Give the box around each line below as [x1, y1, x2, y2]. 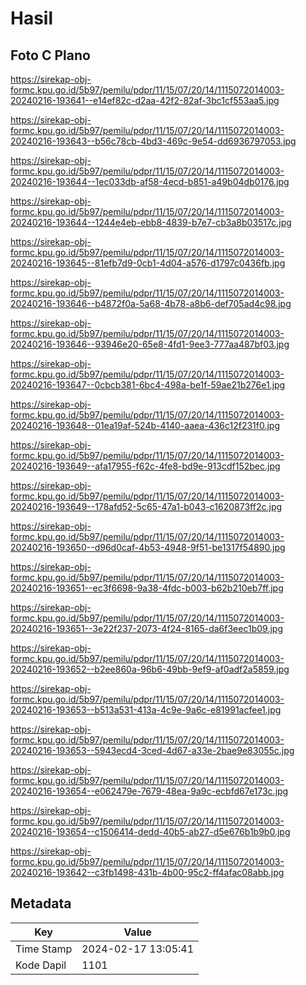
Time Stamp [15, 942, 73, 956]
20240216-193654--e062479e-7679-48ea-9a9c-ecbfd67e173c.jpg [10, 785, 289, 797]
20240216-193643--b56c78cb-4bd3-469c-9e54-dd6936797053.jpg [10, 135, 297, 147]
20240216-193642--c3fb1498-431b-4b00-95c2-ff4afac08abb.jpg [10, 867, 285, 878]
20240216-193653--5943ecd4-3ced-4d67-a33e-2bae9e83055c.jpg [10, 745, 295, 756]
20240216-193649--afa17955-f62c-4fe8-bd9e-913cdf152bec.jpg [10, 460, 281, 472]
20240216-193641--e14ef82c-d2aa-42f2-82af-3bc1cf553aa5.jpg [10, 95, 280, 106]
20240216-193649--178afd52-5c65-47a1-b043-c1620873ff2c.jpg [10, 501, 283, 512]
